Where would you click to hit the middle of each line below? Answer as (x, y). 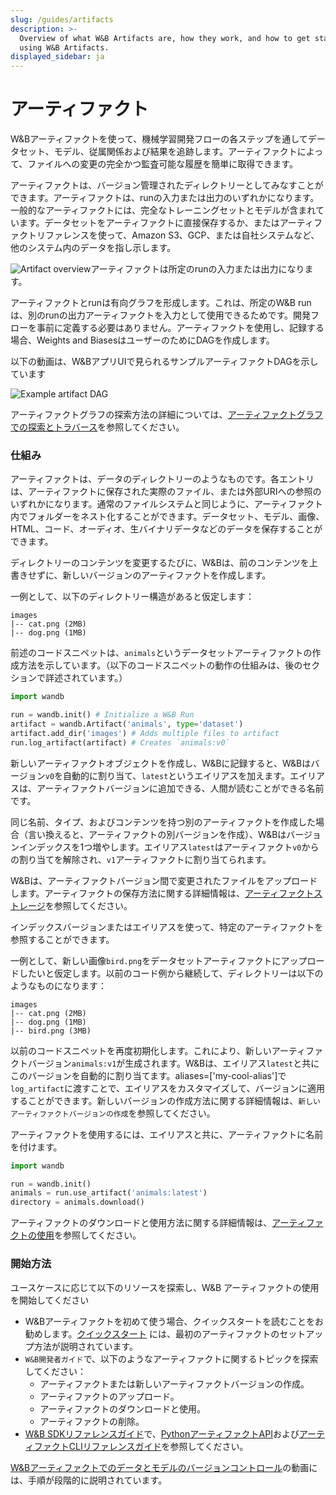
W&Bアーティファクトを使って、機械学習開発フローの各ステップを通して (159, 139)
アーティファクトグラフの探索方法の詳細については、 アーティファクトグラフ (166, 415)
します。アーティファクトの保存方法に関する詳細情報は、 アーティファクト (162, 893)
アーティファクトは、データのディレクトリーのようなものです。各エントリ (162, 479)
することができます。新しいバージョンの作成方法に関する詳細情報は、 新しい (166, 1100)
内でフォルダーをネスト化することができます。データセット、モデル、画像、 (167, 517)
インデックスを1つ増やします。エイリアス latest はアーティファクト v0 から (169, 847)
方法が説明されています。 (85, 1346)
